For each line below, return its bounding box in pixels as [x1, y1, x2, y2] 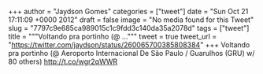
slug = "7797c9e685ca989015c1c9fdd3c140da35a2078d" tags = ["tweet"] [8, 24, 250, 32]
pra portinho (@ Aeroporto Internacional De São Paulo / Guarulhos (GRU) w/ [8, 49, 255, 57]
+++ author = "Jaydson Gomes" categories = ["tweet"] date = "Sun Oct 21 [8, 7, 249, 16]
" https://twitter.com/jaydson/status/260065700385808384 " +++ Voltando [8, 40, 250, 50]
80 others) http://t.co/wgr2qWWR [8, 57, 118, 66]
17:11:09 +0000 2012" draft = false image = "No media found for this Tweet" [8, 15, 254, 24]
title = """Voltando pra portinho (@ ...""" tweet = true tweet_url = [8, 31, 217, 41]
